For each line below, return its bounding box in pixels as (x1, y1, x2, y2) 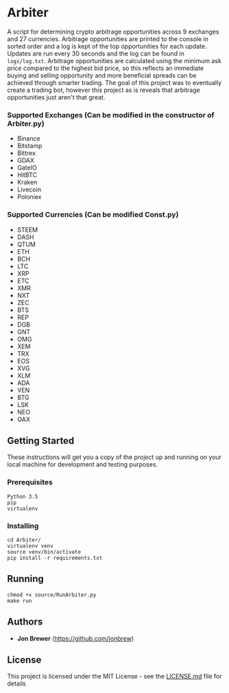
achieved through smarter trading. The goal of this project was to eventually (7, 78, 222, 86)
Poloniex (16, 193, 42, 201)
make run (7, 597, 32, 604)
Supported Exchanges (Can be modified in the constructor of (7, 110, 215, 119)
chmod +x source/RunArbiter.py (7, 591, 97, 598)
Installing (7, 521, 39, 530)
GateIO (16, 163, 38, 172)
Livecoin (16, 185, 41, 193)
